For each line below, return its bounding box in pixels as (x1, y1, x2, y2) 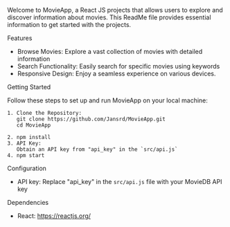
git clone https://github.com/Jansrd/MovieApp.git (16, 116, 166, 122)
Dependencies (7, 199, 49, 206)
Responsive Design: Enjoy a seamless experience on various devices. (17, 69, 216, 78)
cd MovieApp (16, 122, 51, 129)
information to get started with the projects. (7, 21, 132, 28)
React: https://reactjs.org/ (17, 212, 91, 220)
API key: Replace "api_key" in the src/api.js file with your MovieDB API (17, 178, 222, 185)
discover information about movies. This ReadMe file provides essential (7, 13, 211, 21)
